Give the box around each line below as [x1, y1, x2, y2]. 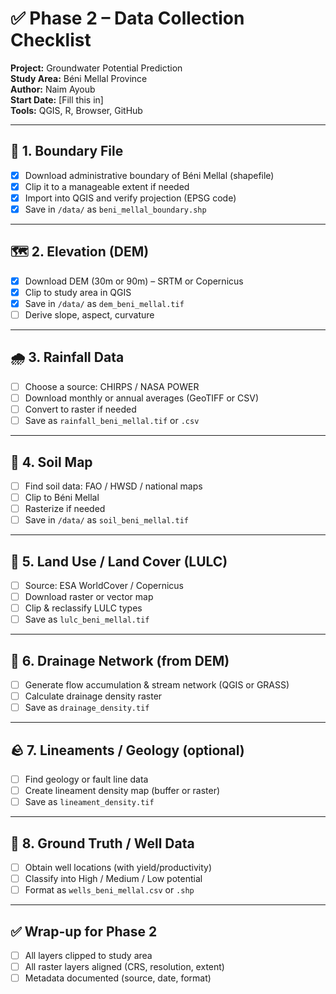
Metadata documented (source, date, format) [24, 972, 212, 984]
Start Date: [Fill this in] [10, 93, 104, 106]
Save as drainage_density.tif [24, 702, 150, 714]
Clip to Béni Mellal [24, 492, 100, 503]
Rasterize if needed [24, 503, 106, 515]
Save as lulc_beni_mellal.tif [24, 613, 150, 626]
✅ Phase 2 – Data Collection [10, 7, 245, 30]
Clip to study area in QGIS [24, 286, 132, 298]
